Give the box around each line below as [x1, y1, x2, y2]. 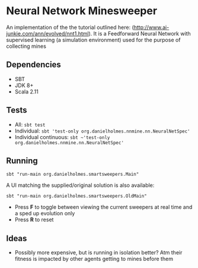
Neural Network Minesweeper [6, 4, 158, 18]
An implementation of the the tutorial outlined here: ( [6, 24, 135, 31]
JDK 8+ [14, 82, 34, 89]
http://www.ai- [133, 24, 170, 31]
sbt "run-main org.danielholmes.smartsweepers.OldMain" [6, 193, 147, 199]
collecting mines [6, 43, 46, 50]
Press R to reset [14, 216, 54, 223]
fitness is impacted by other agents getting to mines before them [14, 256, 174, 263]
